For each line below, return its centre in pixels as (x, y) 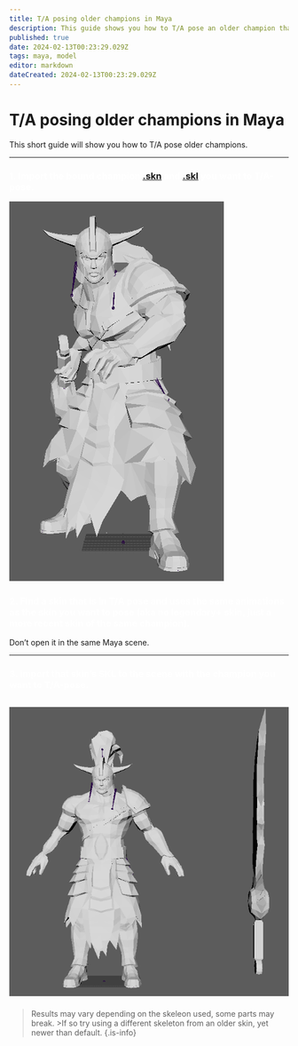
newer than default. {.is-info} (84, 1032)
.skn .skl (171, 176)
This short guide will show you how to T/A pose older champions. (129, 144)
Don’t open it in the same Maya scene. (79, 643)
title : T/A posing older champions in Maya (91, 19)
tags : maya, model (43, 56)
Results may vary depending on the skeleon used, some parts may (153, 1013)
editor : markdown (41, 66)
